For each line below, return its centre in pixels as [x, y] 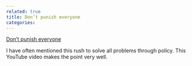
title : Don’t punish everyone [43, 17]
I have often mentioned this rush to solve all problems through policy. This [96, 51]
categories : [21, 22]
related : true [24, 11]
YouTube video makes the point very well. [57, 57]
